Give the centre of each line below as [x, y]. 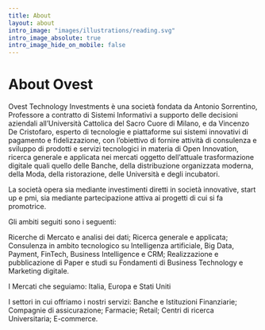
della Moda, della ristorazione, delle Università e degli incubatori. [114, 174]
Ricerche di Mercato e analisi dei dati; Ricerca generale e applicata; [118, 237]
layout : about [32, 23]
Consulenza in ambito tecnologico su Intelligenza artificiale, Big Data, [121, 246]
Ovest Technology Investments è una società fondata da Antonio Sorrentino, [133, 107]
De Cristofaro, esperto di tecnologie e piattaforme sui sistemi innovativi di [128, 132]
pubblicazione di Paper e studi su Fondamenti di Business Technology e [126, 262]
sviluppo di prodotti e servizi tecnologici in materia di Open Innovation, [124, 149]
